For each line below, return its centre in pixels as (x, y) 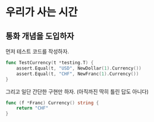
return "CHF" (32, 108)
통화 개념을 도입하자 (40, 36)
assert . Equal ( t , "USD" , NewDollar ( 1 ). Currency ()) (79, 68)
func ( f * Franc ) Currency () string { (52, 103)
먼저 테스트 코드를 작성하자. (37, 51)
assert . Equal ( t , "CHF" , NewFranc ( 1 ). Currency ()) (78, 74)
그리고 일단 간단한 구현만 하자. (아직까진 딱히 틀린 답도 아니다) (77, 91)
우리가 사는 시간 (42, 12)
